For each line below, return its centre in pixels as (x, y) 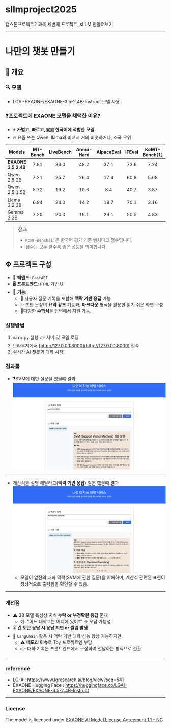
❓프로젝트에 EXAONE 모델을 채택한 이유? (53, 116)
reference (18, 669)
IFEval (132, 152)
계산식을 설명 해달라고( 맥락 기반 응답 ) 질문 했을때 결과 (66, 483)
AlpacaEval (109, 152)
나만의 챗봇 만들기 (40, 52)
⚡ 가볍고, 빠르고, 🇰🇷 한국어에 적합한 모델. (54, 130)
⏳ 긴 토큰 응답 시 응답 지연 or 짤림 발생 (50, 628)
